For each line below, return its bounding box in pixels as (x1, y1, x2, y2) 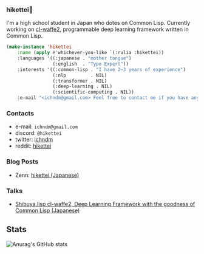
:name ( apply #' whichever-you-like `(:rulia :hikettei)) (17, 50, 165, 56)
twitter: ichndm (15, 136, 53, 143)
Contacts (6, 109, 35, 117)
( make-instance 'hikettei (6, 44, 72, 50)
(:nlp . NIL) (52, 72, 107, 78)
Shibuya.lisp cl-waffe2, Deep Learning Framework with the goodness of (15, 200, 195, 207)
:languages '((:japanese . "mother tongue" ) (17, 55, 132, 61)
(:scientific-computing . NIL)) (52, 89, 135, 95)
